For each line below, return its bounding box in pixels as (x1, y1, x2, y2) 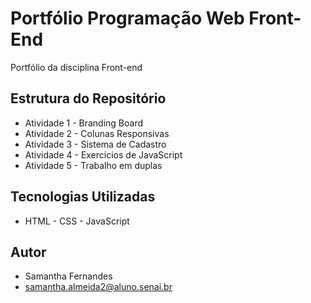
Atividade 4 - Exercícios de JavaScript (24, 148, 183, 161)
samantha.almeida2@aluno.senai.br (24, 281, 173, 293)
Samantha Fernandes (24, 270, 113, 282)
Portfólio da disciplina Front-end (10, 61, 143, 73)
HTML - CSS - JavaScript (24, 215, 130, 227)
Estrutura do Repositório (10, 90, 167, 107)
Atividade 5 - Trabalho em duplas (24, 159, 163, 171)
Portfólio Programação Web (10, 7, 245, 30)
